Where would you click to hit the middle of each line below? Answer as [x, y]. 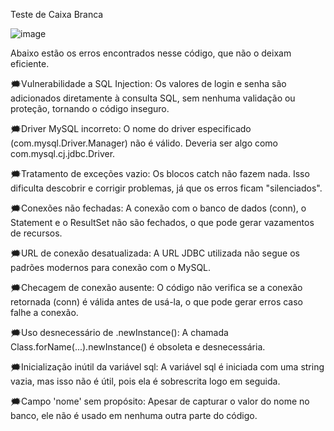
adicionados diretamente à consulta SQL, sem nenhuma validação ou [153, 98]
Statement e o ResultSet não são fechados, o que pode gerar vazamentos [162, 222]
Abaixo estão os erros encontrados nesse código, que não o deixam [151, 53]
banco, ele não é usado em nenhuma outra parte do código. [134, 415]
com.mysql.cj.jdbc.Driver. [63, 153]
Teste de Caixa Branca [57, 14]
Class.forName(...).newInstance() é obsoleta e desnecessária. [138, 347]
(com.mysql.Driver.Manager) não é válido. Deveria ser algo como [144, 143]
